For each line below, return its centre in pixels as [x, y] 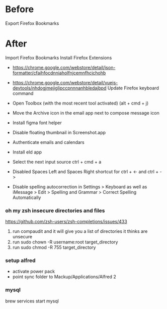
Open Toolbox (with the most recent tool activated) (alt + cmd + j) [80, 103]
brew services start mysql [32, 301]
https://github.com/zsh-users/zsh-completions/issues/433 [66, 222]
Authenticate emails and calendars [48, 142]
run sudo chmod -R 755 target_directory [54, 247]
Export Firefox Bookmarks [32, 23]
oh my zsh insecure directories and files [55, 211]
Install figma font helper [37, 123]
